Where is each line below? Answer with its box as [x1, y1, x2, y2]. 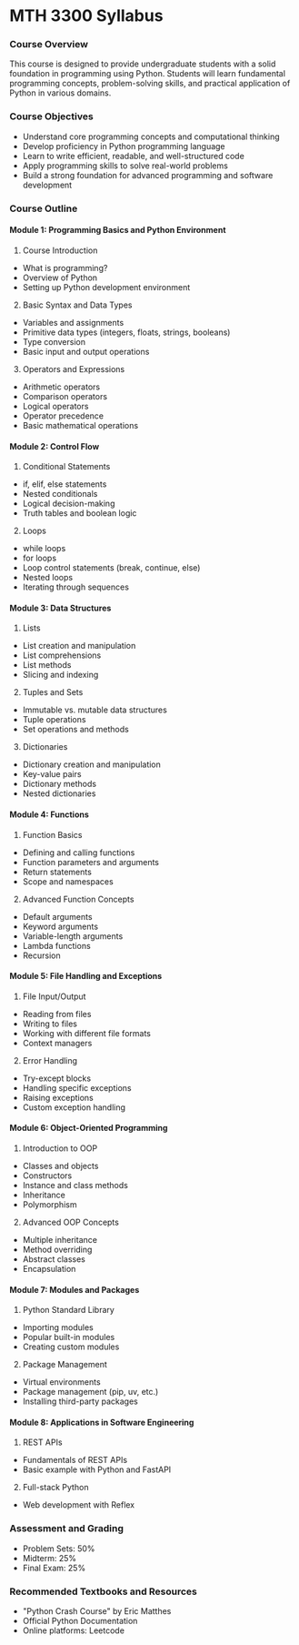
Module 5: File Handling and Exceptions [9, 971, 163, 982]
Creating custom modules [22, 1341, 120, 1352]
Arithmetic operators [22, 381, 101, 392]
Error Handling [22, 1055, 78, 1065]
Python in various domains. [9, 87, 112, 98]
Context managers [22, 1037, 93, 1048]
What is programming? [22, 262, 108, 273]
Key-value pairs [22, 769, 82, 780]
